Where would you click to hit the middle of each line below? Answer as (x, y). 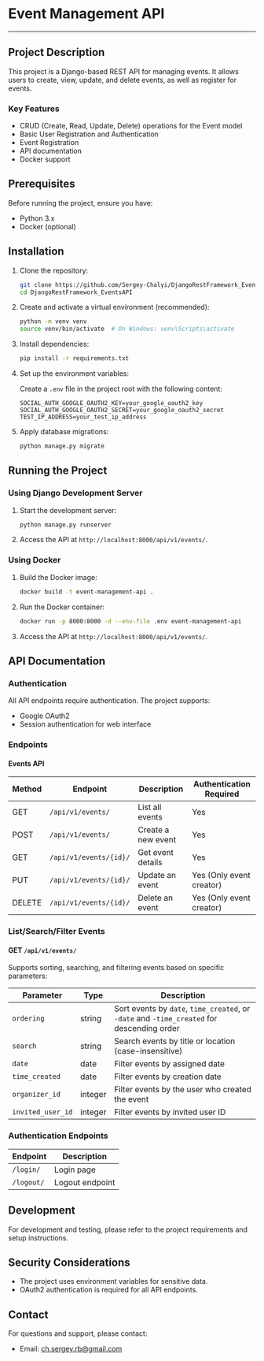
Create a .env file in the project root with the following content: (121, 389)
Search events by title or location (174, 1041)
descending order (147, 1028)
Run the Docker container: (62, 607)
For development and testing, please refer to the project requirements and (128, 1229)
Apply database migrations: (64, 432)
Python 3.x (37, 218)
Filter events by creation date (167, 1077)
